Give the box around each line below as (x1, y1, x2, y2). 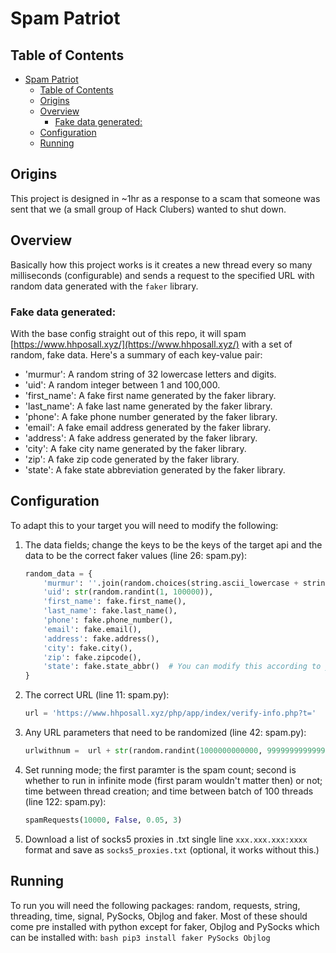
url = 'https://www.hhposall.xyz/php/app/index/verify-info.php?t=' (24, 708, 317, 719)
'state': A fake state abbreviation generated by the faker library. (24, 463, 286, 476)
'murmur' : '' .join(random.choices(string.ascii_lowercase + (43, 578, 299, 588)
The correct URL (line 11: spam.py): (24, 689, 170, 701)
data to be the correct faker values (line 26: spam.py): (24, 549, 248, 561)
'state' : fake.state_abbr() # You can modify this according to (43, 662, 322, 672)
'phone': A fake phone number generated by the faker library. (24, 410, 278, 422)
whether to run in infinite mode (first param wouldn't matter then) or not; (24, 774, 323, 786)
